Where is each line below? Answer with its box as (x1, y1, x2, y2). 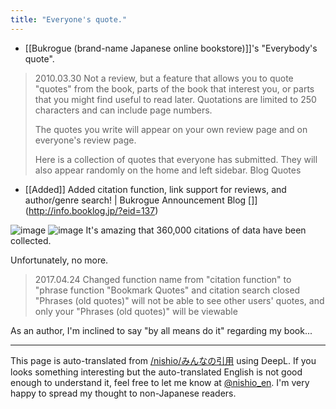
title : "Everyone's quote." (10, 14, 128, 25)
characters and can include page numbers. (34, 104, 213, 116)
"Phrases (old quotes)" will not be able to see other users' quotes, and (34, 294, 325, 306)
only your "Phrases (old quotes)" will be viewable (34, 305, 238, 317)
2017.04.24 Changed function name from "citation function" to (34, 273, 292, 285)
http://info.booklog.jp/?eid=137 (28, 204, 156, 216)
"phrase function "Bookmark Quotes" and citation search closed (34, 284, 301, 296)
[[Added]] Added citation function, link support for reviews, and (24, 183, 287, 195)
